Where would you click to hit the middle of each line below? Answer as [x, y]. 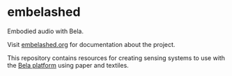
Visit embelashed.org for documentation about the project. [91, 44]
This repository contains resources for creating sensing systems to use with [116, 58]
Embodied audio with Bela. [45, 31]
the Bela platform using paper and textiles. [68, 65]
